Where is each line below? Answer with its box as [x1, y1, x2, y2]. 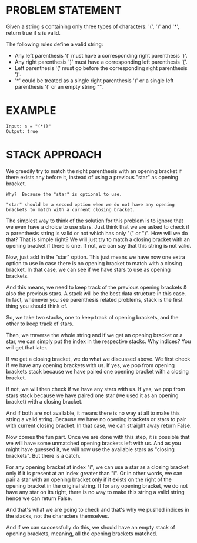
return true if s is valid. [6, 29, 61, 36]
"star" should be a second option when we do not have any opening [6, 201, 175, 208]
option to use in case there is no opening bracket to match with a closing [6, 259, 182, 266]
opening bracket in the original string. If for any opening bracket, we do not [6, 482, 188, 489]
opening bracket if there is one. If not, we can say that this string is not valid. [6, 242, 192, 249]
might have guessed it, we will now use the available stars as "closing [6, 445, 175, 453]
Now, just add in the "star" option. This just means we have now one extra [6, 254, 185, 261]
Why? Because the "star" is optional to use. [6, 191, 122, 197]
